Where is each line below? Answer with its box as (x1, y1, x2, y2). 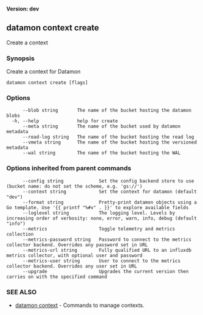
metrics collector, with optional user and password (6, 252, 143, 258)
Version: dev (6, 5, 40, 12)
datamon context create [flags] (6, 80, 88, 86)
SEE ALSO (6, 288, 37, 296)
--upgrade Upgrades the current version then (22, 268, 189, 274)
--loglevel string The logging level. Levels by (22, 210, 175, 216)
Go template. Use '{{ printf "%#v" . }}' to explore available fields (6, 204, 189, 210)
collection (6, 231, 34, 237)
